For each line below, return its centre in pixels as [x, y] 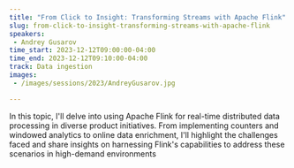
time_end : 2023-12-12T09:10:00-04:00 [79, 58]
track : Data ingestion [51, 67]
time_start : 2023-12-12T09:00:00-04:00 [83, 50]
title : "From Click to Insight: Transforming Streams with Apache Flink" [148, 17]
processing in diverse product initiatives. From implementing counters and [144, 126]
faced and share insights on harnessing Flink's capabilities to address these [147, 144]
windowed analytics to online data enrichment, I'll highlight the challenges [143, 134]
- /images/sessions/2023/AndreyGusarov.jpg [94, 83]
